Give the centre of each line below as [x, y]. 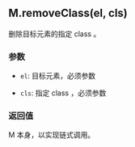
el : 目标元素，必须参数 [58, 76]
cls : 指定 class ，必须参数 [63, 93]
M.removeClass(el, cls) [68, 13]
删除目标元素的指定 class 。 [55, 34]
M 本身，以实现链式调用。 [52, 135]
